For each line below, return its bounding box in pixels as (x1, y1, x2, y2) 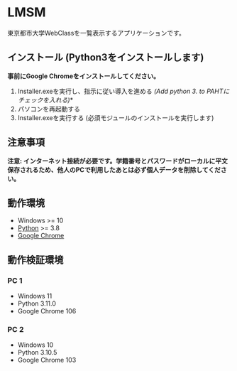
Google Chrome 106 (17, 307, 77, 316)
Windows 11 (17, 292, 53, 301)
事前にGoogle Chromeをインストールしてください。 (7, 72, 160, 80)
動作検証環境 (7, 254, 64, 266)
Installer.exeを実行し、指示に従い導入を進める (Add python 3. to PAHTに (17, 87, 230, 95)
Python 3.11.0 (17, 299, 57, 308)
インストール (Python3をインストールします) (7, 51, 204, 64)
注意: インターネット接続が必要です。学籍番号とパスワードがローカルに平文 (7, 156, 228, 165)
